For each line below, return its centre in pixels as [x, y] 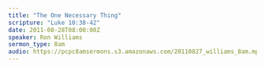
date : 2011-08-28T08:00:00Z [54, 30]
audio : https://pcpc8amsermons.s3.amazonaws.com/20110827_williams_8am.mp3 [135, 52]
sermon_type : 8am [37, 45]
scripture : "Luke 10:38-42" [54, 23]
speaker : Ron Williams [45, 37]
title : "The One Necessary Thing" [65, 15]
